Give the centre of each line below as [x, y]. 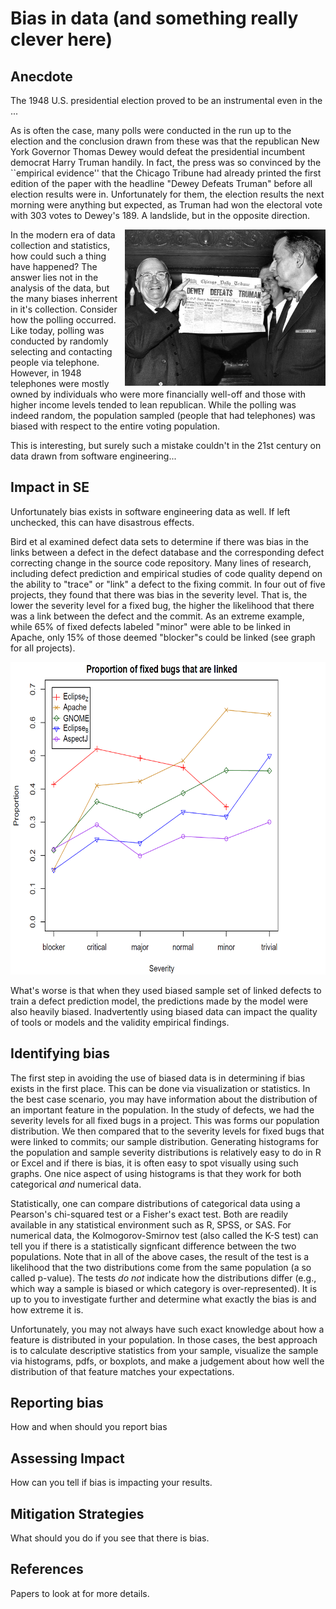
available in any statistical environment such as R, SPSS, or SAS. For [151, 1224]
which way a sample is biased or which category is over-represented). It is [164, 1288]
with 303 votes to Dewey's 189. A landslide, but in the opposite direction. [160, 215]
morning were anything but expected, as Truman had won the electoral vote [166, 205]
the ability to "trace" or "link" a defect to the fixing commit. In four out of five [168, 584]
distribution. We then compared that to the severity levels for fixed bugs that [167, 1131]
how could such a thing [58, 256]
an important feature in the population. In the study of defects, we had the [162, 1109]
